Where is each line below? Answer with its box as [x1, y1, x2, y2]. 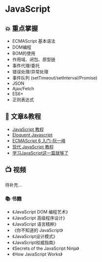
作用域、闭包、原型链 [12, 56, 55, 62]
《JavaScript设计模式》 [12, 233, 58, 239]
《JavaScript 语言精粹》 [12, 221, 59, 227]
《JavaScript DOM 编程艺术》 [12, 209, 70, 214]
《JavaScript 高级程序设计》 [12, 215, 68, 221]
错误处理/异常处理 [12, 69, 49, 75]
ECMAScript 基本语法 [12, 38, 55, 44]
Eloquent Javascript [12, 131, 53, 138]
